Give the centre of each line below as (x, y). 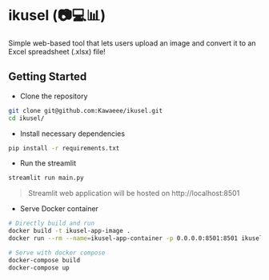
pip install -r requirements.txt (64, 148)
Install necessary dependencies (72, 134)
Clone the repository (54, 96)
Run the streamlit (48, 163)
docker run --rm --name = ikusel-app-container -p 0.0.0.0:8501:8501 (123, 238)
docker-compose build (44, 260)
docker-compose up (39, 268)
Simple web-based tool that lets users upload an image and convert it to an (132, 43)
